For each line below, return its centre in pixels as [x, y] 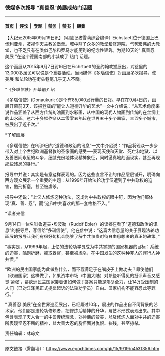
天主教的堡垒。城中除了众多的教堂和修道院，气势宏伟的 [95, 44]
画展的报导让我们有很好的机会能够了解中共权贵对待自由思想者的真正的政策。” [82, 236]
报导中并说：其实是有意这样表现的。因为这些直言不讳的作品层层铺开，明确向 [82, 174]
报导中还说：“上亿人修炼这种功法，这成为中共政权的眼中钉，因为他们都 [77, 197]
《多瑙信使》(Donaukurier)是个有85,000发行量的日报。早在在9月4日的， [79, 100]
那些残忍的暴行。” [22, 164]
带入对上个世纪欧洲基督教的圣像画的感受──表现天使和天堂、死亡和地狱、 [79, 151]
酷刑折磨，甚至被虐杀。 [37, 186]
